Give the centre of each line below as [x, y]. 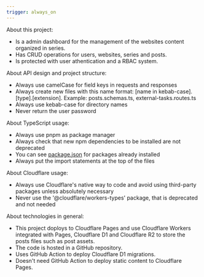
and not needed [35, 204]
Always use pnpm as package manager [65, 135]
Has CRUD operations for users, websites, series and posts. [91, 54]
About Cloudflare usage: [37, 173]
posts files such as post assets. [55, 241]
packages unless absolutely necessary [65, 191]
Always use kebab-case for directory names [71, 104]
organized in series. [40, 48]
